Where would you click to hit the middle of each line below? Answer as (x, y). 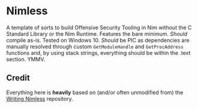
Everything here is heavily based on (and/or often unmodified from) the (95, 92)
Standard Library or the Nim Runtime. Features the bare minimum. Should (97, 33)
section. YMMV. (26, 59)
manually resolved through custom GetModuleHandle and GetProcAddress (95, 47)
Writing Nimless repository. (40, 98)
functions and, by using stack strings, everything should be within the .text (98, 53)
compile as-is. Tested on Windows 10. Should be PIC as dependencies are (98, 40)
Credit (18, 78)
